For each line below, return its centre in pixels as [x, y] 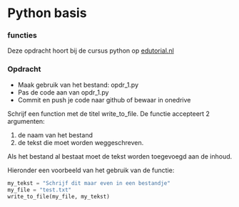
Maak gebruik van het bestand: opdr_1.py [78, 85]
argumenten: [26, 121]
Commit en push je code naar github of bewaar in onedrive [104, 100]
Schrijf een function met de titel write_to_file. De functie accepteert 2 [109, 113]
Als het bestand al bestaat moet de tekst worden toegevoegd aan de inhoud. [120, 156]
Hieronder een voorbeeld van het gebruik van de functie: [91, 170]
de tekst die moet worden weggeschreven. [81, 142]
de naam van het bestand [55, 135]
